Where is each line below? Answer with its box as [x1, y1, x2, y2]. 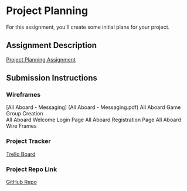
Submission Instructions [6, 73, 98, 83]
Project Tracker [6, 137, 51, 145]
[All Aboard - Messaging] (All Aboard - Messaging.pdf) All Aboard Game [6, 104, 181, 111]
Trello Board [6, 151, 36, 158]
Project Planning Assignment [6, 56, 76, 63]
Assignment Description [6, 40, 97, 50]
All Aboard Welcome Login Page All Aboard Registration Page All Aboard [6, 116, 182, 124]
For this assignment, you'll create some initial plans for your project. [6, 23, 170, 30]
